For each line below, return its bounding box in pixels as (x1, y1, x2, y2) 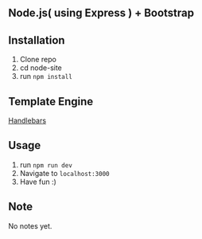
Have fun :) (19, 177, 57, 186)
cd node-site (19, 63, 62, 72)
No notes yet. (8, 221, 52, 230)
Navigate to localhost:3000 (19, 168, 110, 178)
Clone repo (19, 55, 57, 65)
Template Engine (8, 95, 94, 108)
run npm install (19, 72, 73, 81)
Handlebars (8, 116, 46, 126)
